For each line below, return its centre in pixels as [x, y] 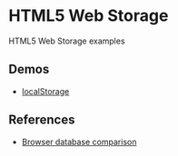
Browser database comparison [79, 141]
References [42, 120]
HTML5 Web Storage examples [67, 41]
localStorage [45, 91]
